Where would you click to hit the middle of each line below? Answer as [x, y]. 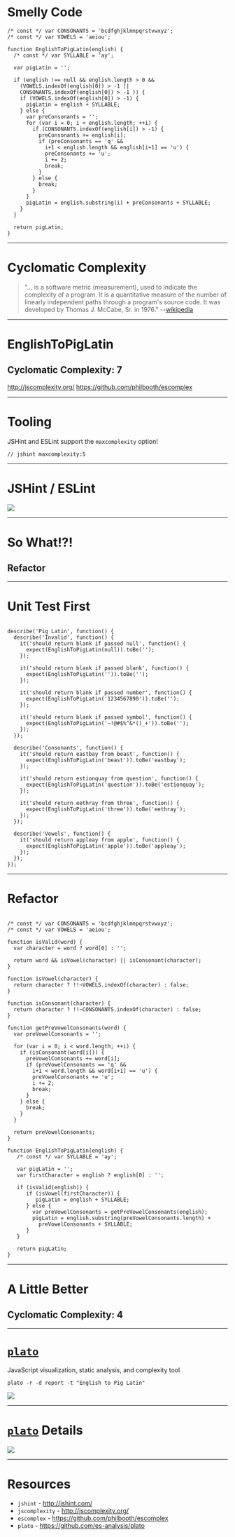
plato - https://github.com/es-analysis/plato [81, 1526]
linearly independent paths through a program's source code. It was [122, 302]
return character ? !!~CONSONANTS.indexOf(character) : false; [107, 1009]
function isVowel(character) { [53, 979]
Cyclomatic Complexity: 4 [65, 1315]
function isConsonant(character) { [59, 1003]
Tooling [30, 422]
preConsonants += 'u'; [78, 154]
